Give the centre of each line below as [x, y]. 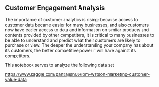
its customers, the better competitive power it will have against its [71, 50]
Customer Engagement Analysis [55, 8]
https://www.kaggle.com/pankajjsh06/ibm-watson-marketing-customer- [78, 74]
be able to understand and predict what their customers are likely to [73, 40]
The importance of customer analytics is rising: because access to [72, 19]
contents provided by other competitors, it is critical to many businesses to [79, 35]
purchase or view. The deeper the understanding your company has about [79, 45]
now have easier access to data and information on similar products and [77, 30]
